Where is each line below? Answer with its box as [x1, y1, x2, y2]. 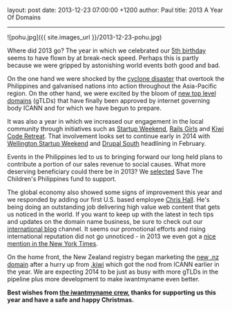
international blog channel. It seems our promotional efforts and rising [7, 225, 206, 233]
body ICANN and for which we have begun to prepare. [7, 104, 162, 112]
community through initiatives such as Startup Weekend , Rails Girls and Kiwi [7, 124, 224, 133]
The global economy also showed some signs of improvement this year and [7, 188, 222, 196]
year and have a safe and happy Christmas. [7, 296, 135, 303]
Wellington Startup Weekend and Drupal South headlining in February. [7, 140, 206, 147]
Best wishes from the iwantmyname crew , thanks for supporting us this [7, 288, 216, 296]
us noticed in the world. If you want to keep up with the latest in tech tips [7, 210, 214, 218]
